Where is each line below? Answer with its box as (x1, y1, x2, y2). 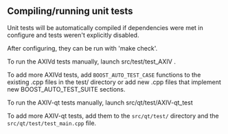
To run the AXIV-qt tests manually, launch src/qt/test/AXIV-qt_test (7, 98, 194, 107)
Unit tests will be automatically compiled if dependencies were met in (7, 23, 204, 31)
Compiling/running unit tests (7, 5, 133, 17)
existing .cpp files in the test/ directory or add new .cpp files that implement (7, 78, 221, 86)
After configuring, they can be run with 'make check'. (7, 44, 158, 52)
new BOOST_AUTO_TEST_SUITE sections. (7, 85, 126, 93)
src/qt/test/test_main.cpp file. (7, 119, 97, 127)
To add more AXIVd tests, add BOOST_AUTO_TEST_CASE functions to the (7, 70, 201, 79)
